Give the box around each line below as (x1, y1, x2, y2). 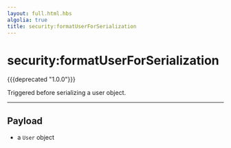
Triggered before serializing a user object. (7, 89, 126, 97)
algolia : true (7, 17, 48, 23)
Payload (7, 115, 43, 127)
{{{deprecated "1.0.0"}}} (7, 75, 76, 83)
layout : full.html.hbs (7, 10, 72, 17)
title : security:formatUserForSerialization (7, 23, 137, 30)
